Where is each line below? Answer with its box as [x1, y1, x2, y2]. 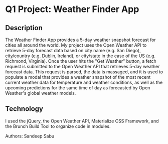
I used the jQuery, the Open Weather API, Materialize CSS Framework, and [5, 118, 159, 124]
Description [5, 24, 43, 32]
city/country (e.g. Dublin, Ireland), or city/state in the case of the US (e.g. [5, 53, 156, 59]
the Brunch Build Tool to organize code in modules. [5, 123, 111, 129]
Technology [5, 104, 44, 113]
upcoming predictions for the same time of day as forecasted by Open [5, 85, 150, 91]
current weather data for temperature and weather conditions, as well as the [5, 79, 163, 85]
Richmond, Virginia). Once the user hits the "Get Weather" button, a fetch [5, 58, 156, 64]
